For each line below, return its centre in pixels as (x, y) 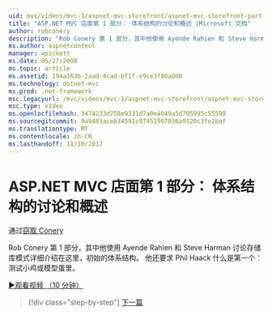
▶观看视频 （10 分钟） (46, 285)
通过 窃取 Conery (36, 231)
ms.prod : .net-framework (50, 91)
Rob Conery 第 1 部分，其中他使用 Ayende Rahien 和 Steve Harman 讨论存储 (135, 248)
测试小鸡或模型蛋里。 (44, 268)
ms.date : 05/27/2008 (43, 62)
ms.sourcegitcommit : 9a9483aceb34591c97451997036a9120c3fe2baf (117, 121)
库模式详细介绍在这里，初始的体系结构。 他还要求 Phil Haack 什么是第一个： (136, 258)
